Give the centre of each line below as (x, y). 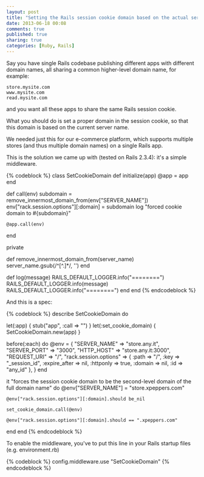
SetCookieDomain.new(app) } (43, 332)
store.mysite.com (28, 87)
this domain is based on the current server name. (68, 127)
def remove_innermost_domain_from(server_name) (70, 259)
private (15, 247)
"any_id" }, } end (27, 369)
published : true (27, 35)
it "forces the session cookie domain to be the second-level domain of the (99, 381)
